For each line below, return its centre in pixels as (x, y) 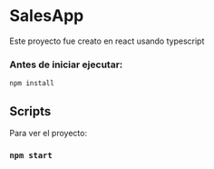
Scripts (30, 111)
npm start (31, 155)
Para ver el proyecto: (49, 134)
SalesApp (47, 16)
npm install (32, 84)
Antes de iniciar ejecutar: (66, 65)
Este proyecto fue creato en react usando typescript (107, 41)
